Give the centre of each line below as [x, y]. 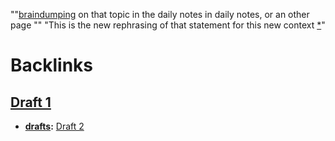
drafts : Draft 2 [54, 126]
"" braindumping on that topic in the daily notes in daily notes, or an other [160, 14]
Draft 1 [31, 102]
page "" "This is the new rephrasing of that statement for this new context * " [168, 25]
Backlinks [52, 65]
